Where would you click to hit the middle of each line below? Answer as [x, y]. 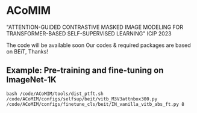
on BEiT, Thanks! [27, 51]
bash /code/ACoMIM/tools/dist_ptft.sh [55, 94]
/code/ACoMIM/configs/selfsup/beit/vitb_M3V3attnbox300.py [82, 99]
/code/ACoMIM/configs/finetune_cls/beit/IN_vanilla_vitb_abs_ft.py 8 [95, 104]
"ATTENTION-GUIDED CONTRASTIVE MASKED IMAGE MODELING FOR [95, 27]
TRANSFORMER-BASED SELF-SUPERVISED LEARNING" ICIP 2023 [89, 33]
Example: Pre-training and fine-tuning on [85, 71]
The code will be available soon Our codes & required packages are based [98, 45]
